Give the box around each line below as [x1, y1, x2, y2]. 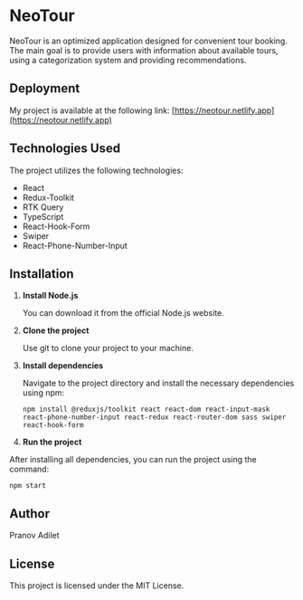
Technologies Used [9, 141, 120, 157]
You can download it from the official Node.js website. [22, 308, 224, 319]
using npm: [22, 387, 65, 398]
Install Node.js [22, 290, 79, 301]
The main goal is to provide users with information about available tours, [9, 44, 279, 55]
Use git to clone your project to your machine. [22, 343, 194, 354]
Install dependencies [22, 360, 104, 371]
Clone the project [22, 325, 90, 336]
